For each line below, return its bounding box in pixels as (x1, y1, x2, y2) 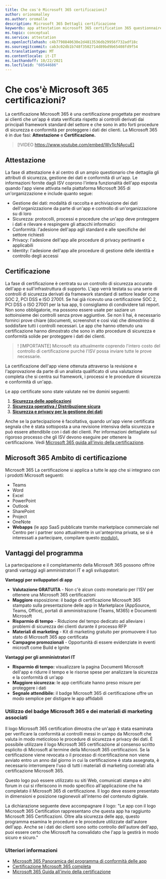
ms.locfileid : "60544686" (5, 63, 58, 68)
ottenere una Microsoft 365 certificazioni (12, 592, 96, 598)
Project (12, 513, 27, 519)
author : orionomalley (5, 12, 50, 17)
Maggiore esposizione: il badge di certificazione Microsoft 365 (12, 597, 141, 603)
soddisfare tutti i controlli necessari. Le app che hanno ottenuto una (5, 322, 143, 328)
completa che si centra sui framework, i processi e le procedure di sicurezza (5, 373, 161, 379)
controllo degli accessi (12, 253, 58, 259)
